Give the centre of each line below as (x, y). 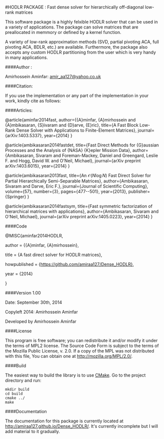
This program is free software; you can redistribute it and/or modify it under (82, 340)
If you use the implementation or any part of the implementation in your (77, 96)
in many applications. (26, 58)
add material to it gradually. (33, 431)
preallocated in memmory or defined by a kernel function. (63, 32)
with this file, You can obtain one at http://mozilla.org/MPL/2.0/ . (69, 356)
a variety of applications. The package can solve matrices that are (72, 27)
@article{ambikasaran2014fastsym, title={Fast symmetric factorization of (79, 206)
